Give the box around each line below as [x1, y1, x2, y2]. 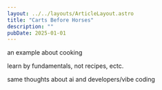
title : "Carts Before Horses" [7, 17, 94, 24]
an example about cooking [7, 48, 83, 57]
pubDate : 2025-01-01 [7, 29, 67, 37]
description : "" [7, 23, 54, 30]
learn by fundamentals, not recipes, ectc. [7, 62, 124, 70]
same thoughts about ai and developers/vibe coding [7, 75, 155, 84]
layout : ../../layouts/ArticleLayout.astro [7, 10, 134, 17]
